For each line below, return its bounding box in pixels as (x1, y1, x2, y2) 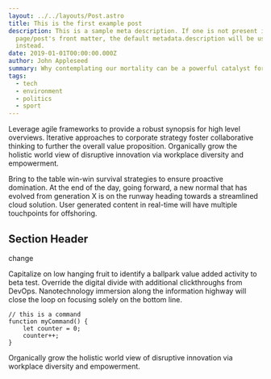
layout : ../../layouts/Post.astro (8, 11, 125, 20)
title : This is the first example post (8, 19, 143, 27)
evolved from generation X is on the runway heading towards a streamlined (8, 192, 258, 201)
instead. (15, 42, 45, 50)
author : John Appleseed (8, 57, 89, 65)
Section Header (8, 232, 89, 246)
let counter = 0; (23, 324, 81, 332)
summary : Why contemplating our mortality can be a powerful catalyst (8, 65, 251, 73)
